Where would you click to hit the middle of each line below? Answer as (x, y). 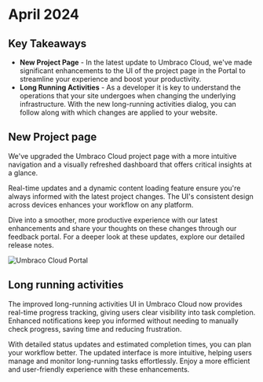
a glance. (23, 173)
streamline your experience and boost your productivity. (110, 79)
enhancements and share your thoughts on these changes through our (122, 228)
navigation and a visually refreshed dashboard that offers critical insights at (130, 164)
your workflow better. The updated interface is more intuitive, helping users (130, 352)
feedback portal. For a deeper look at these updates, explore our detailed (126, 237)
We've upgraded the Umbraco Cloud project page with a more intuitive (122, 156)
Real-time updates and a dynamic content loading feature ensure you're (124, 188)
